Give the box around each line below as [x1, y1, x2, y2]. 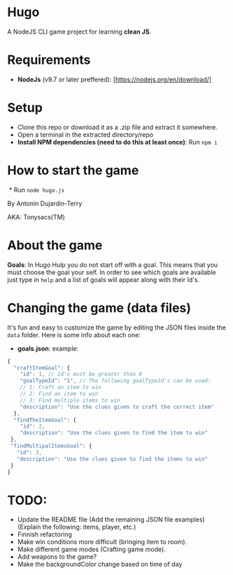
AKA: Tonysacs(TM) [7, 212, 65, 221]
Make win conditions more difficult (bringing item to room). [17, 538, 188, 546]
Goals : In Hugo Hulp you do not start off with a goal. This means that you [7, 260, 218, 269]
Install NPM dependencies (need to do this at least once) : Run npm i [17, 137, 218, 146]
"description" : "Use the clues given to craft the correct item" [20, 403, 215, 410]
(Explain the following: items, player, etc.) [17, 523, 136, 532]
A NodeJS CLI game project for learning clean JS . [7, 27, 152, 36]
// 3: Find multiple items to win [20, 397, 120, 404]
